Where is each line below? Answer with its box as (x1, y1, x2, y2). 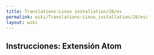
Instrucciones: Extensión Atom (6, 41, 122, 51)
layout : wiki (6, 19, 38, 25)
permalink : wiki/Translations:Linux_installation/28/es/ (6, 14, 149, 20)
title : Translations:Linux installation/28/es (6, 8, 122, 15)
